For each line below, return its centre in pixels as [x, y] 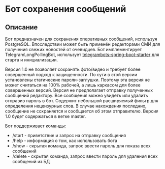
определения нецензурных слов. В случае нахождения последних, [76, 106]
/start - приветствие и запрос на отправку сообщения [69, 135]
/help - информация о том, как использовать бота [65, 141]
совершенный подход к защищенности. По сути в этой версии [71, 74]
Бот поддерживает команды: [36, 126]
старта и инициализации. [32, 60]
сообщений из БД [31, 161]
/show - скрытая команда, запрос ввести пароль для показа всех [82, 146]
